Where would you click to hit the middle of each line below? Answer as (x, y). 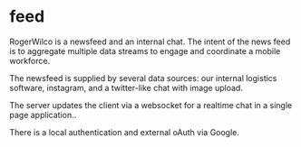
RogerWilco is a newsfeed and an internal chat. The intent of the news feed (150, 41)
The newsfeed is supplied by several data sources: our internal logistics (143, 78)
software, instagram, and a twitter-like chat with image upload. (126, 87)
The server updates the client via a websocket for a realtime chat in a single (151, 105)
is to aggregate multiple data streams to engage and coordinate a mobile (145, 51)
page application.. (43, 115)
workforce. (30, 60)
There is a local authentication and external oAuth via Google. (125, 132)
